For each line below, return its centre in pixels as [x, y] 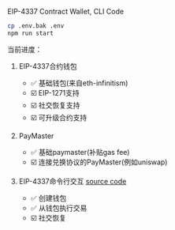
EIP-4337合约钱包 [48, 66]
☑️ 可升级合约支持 [59, 117]
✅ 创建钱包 [48, 198]
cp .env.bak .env [36, 26]
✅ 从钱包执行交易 [59, 208]
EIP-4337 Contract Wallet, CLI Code [65, 11]
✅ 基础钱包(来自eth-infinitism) [79, 83]
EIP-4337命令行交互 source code [73, 181]
